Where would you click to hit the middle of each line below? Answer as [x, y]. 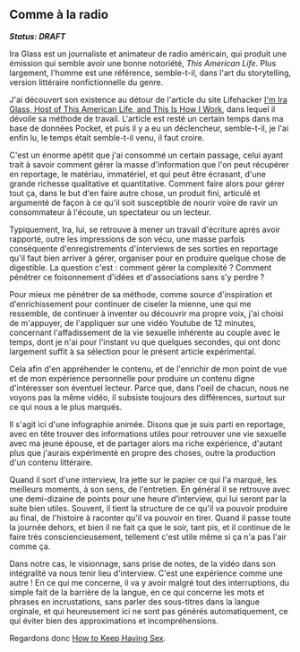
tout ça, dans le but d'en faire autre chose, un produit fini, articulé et [135, 193]
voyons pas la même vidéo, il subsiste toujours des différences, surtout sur [148, 397]
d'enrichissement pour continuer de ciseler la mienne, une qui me [130, 304]
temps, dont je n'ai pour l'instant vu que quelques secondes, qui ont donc [145, 342]
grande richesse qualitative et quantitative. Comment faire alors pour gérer [147, 184]
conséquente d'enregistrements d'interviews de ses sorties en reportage [144, 248]
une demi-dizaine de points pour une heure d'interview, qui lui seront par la [148, 498]
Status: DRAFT [38, 36]
